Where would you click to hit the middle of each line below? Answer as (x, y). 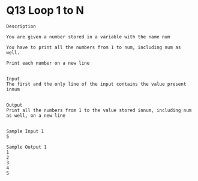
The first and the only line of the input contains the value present (96, 84)
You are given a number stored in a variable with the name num (88, 37)
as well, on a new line (36, 115)
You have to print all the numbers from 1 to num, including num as (94, 47)
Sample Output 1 (26, 147)
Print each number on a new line (48, 63)
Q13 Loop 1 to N (45, 10)
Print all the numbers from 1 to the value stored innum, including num (99, 110)
